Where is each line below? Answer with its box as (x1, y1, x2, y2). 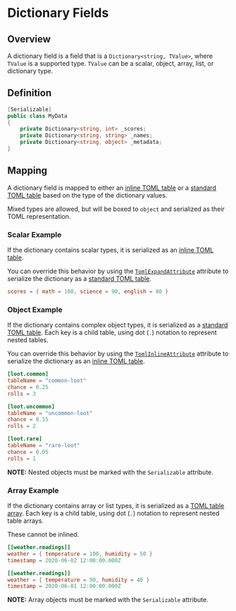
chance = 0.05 (7, 448, 49, 456)
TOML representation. (7, 212, 71, 220)
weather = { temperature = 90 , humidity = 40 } (7, 576, 150, 583)
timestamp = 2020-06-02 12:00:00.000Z (7, 557, 121, 564)
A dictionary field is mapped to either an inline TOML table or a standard (7, 183, 217, 192)
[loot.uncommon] (7, 403, 55, 410)
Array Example (7, 485, 59, 495)
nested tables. (7, 336, 49, 344)
